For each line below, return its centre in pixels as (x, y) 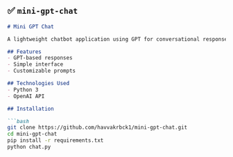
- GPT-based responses (40, 58)
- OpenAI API (26, 96)
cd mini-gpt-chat (32, 134)
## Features (24, 52)
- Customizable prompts (42, 71)
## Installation (31, 109)
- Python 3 (23, 90)
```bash (18, 121)
